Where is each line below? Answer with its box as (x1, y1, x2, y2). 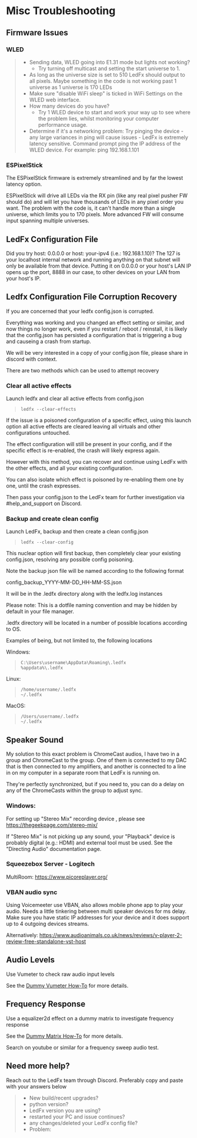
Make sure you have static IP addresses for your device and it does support (6, 914, 189, 921)
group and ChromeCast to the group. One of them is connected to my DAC (6, 757, 187, 764)
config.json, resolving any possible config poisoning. (6, 556, 134, 563)
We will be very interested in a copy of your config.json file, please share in (6, 349, 188, 356)
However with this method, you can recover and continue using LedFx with (6, 459, 188, 466)
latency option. (6, 181, 42, 188)
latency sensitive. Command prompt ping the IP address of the (29, 140, 181, 147)
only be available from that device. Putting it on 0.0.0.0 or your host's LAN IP (6, 262, 191, 269)
